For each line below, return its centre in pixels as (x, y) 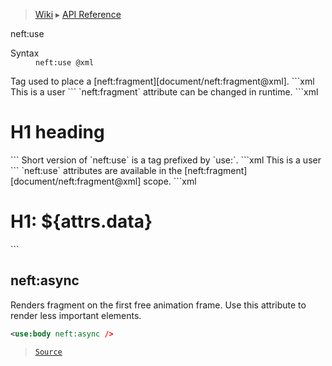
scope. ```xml (170, 181)
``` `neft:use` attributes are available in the (96, 170)
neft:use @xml (65, 63)
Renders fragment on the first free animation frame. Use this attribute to (158, 305)
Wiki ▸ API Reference (78, 14)
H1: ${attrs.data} (81, 221)
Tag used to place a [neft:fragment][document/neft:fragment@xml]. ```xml (162, 81)
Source (48, 352)
